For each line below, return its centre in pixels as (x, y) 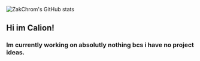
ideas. (16, 53)
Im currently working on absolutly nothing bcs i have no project (100, 45)
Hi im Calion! (31, 28)
